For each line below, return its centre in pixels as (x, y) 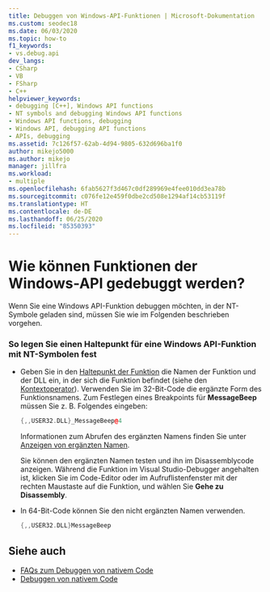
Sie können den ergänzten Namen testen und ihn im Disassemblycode (137, 461)
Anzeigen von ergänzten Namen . (75, 445)
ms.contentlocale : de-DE (50, 211)
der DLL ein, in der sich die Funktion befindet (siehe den (114, 380)
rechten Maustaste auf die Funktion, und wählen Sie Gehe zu (122, 487)
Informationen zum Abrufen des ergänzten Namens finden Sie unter (133, 437)
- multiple (27, 182)
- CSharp (23, 69)
